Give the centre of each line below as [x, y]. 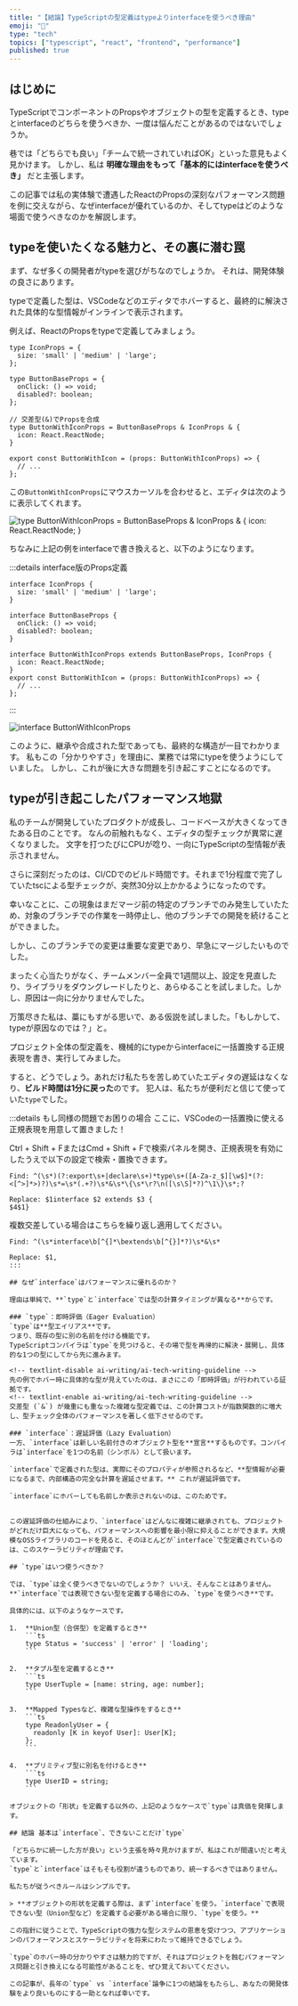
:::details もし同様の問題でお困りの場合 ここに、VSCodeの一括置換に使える [147, 1118]
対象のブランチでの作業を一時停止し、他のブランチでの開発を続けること [157, 915]
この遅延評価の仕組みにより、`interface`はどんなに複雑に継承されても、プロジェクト [146, 1521]
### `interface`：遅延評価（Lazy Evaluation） [92, 1433]
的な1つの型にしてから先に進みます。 [67, 1355]
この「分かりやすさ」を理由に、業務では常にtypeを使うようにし [159, 756]
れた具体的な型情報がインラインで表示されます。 [99, 312]
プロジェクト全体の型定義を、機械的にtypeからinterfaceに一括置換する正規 [147, 1047]
